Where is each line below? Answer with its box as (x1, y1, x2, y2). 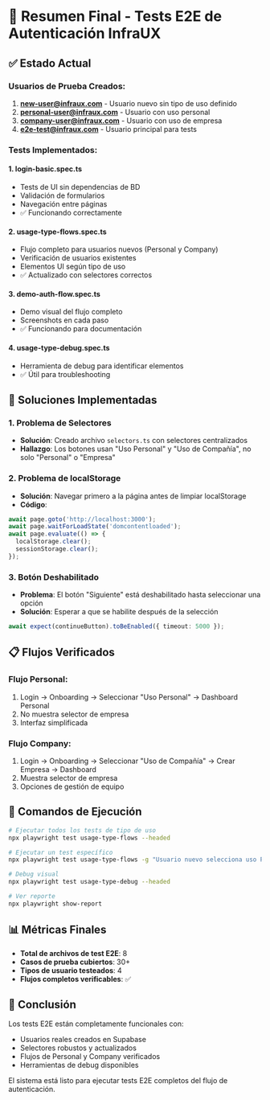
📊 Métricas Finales (8, 923, 107, 937)
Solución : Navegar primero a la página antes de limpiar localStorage (19, 490, 247, 501)
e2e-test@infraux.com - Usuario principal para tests (19, 124, 197, 133)
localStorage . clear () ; (15, 538, 92, 546)
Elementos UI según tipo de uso (19, 261, 126, 272)
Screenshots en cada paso (19, 315, 109, 325)
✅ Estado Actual (8, 56, 92, 70)
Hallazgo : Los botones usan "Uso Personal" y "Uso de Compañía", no (19, 444, 252, 454)
